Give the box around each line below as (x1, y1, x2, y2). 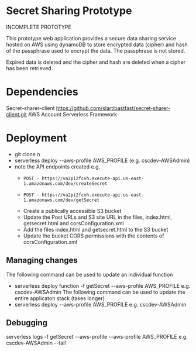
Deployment (6, 132, 67, 144)
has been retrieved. (6, 64, 53, 71)
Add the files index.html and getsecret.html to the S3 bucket (23, 226, 169, 233)
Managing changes (6, 256, 78, 266)
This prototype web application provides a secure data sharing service (6, 35, 177, 42)
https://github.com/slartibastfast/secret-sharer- (56, 104, 171, 112)
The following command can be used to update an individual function (6, 271, 173, 278)
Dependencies (6, 85, 78, 99)
